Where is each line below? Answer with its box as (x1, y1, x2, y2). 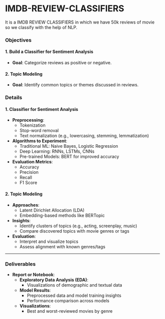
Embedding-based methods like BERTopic (19, 212, 105, 218)
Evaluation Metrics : (12, 159, 53, 165)
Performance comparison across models (27, 297, 110, 303)
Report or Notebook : (12, 271, 55, 277)
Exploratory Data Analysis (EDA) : (19, 277, 88, 283)
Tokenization (19, 122, 46, 128)
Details (5, 94, 23, 101)
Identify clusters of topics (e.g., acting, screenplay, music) (19, 223, 137, 229)
